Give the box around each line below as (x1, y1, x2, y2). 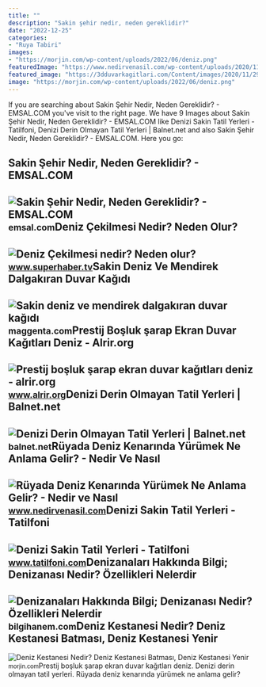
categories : (8, 33, 47, 42)
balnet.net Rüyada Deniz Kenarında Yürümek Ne (8, 439, 241, 452)
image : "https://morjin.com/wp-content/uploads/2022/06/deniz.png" (8, 78, 236, 86)
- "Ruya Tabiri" (8, 41, 62, 49)
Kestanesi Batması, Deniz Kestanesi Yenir (8, 632, 218, 646)
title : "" (8, 11, 41, 20)
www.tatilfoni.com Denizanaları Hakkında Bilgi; (8, 555, 228, 569)
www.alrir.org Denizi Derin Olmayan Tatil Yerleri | (8, 387, 241, 401)
